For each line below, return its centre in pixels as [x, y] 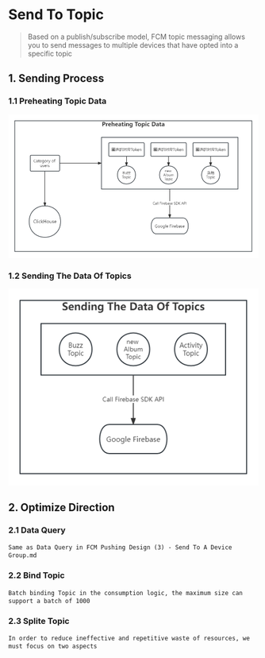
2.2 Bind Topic [36, 575]
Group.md [23, 555]
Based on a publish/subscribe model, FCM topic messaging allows [136, 37]
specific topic [50, 53]
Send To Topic [56, 15]
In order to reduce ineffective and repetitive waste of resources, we [129, 638]
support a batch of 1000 [49, 601]
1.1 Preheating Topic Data [58, 101]
